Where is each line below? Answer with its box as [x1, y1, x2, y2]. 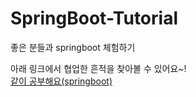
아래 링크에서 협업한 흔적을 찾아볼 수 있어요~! [10, 62, 187, 74]
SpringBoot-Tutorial [10, 7, 178, 30]
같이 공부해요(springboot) [10, 75, 113, 87]
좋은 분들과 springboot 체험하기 [10, 41, 136, 53]
